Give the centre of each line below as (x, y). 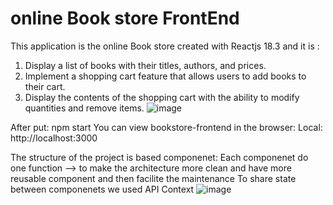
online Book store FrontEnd (125, 18)
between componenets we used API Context (102, 189)
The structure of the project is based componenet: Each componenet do (159, 157)
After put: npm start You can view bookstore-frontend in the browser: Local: (166, 127)
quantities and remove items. (84, 108)
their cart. (45, 86)
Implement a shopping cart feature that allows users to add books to (165, 76)
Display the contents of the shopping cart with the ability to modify (162, 97)
